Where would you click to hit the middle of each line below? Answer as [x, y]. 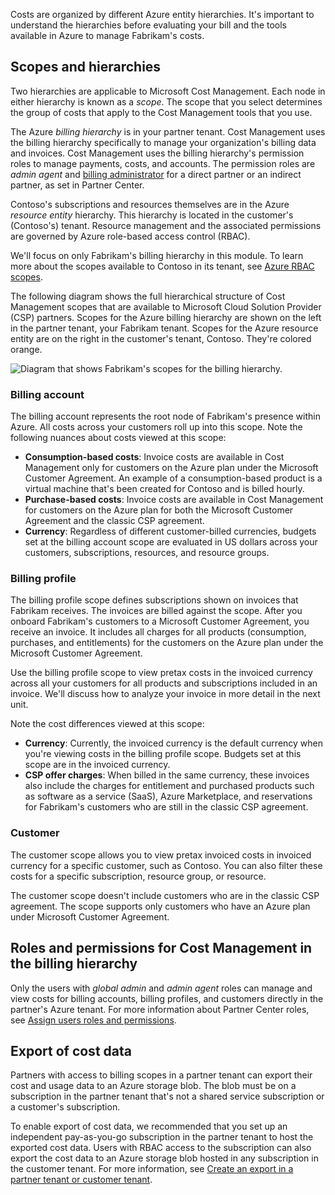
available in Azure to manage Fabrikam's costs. [107, 35]
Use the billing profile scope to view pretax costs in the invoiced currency [161, 673]
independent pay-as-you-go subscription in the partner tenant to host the [162, 1137]
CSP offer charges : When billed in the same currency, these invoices [167, 775]
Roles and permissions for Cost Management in [161, 948]
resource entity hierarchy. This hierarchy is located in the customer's [152, 215]
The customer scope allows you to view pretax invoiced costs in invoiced [161, 855]
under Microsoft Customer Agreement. [90, 916]
